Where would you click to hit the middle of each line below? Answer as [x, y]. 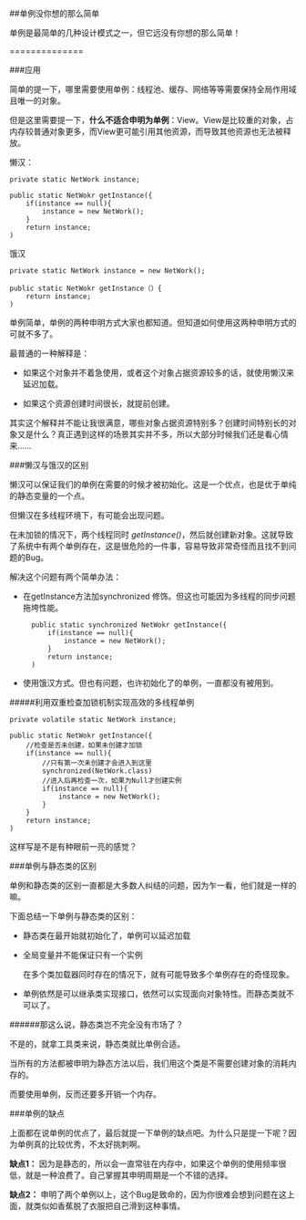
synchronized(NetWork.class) [97, 771]
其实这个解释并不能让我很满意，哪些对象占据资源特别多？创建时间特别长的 [149, 423]
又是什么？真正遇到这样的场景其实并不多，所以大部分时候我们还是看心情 [153, 434]
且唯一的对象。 [37, 100]
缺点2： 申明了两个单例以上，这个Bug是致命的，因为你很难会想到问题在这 [148, 1194]
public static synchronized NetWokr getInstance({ [129, 625]
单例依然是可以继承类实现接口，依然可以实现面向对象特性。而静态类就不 [158, 994]
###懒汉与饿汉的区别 [49, 465]
